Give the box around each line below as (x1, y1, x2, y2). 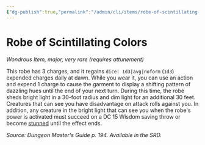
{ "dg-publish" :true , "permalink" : (6, 9, 92, 15)
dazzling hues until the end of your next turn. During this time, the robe (6, 87, 185, 94)
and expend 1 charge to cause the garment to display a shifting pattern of (6, 80, 191, 87)
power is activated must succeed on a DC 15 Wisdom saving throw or (6, 113, 181, 120)
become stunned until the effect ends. (6, 119, 103, 127)
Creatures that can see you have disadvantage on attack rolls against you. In (6, 100, 199, 107)
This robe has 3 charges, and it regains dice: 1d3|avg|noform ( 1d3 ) (6, 67, 174, 75)
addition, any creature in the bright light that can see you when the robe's (6, 106, 191, 114)
